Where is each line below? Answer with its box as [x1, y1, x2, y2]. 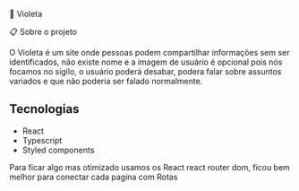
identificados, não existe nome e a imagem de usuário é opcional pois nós [9, 56, 283, 67]
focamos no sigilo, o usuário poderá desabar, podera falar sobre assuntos [9, 66, 282, 76]
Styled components [21, 144, 95, 155]
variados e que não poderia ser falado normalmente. [9, 76, 203, 86]
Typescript [21, 135, 63, 145]
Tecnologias [9, 101, 80, 117]
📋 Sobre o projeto [9, 27, 78, 37]
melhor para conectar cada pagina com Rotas [9, 171, 178, 182]
